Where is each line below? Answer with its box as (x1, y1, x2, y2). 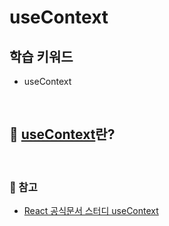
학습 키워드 (9, 48, 74, 65)
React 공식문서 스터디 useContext (23, 205, 159, 217)
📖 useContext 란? (9, 126, 116, 143)
